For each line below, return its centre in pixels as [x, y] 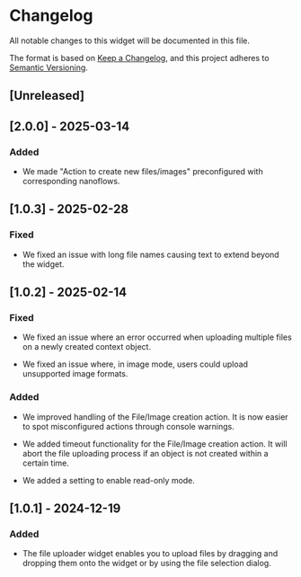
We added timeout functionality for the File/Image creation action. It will [155, 444]
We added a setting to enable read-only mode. [109, 480]
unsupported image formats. [75, 374]
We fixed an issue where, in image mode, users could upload [135, 364]
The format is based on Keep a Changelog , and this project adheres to [139, 58]
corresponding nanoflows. [71, 182]
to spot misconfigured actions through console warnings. [128, 426]
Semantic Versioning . [49, 67]
